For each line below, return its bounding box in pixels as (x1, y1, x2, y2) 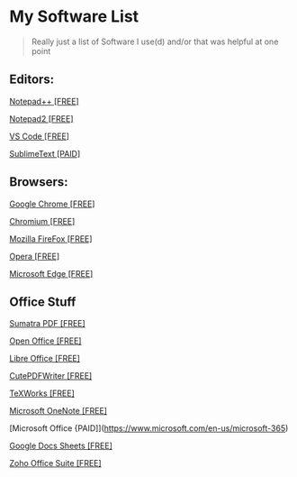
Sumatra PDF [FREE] (9, 318, 85, 329)
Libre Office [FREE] (9, 353, 81, 364)
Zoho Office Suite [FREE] (9, 458, 102, 469)
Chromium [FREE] (9, 216, 76, 226)
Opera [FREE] (9, 251, 60, 261)
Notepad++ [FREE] (9, 96, 79, 106)
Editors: (9, 72, 55, 87)
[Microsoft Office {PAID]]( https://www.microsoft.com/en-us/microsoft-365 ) (9, 423, 289, 434)
